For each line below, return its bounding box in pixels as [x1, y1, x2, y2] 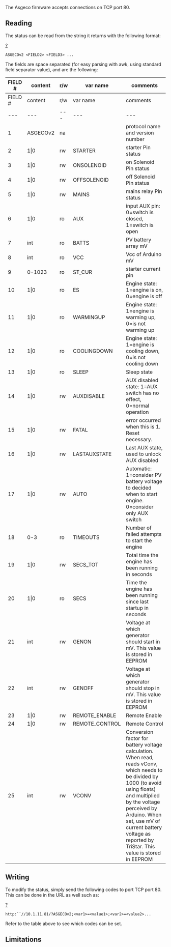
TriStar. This [126, 843, 155, 850]
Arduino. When [126, 811, 162, 818]
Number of [126, 524, 152, 531]
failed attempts [126, 530, 162, 537]
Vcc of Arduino [126, 250, 162, 257]
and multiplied [126, 792, 160, 799]
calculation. [126, 748, 154, 755]
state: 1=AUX [126, 383, 158, 390]
